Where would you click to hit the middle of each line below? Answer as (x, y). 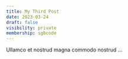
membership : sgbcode (32, 33)
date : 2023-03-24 (27, 17)
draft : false (22, 22)
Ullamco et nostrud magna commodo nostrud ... (64, 50)
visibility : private (32, 28)
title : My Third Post (33, 11)
